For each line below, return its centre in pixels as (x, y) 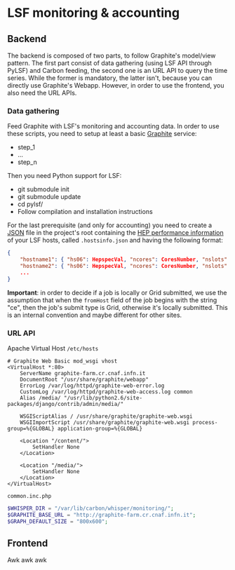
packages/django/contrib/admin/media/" (66, 404)
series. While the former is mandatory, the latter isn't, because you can (110, 78)
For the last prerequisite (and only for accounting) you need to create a (110, 225)
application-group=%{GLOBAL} (100, 428)
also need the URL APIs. (42, 93)
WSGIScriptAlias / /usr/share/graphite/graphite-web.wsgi (106, 416)
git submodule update (49, 197)
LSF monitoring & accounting (94, 13)
